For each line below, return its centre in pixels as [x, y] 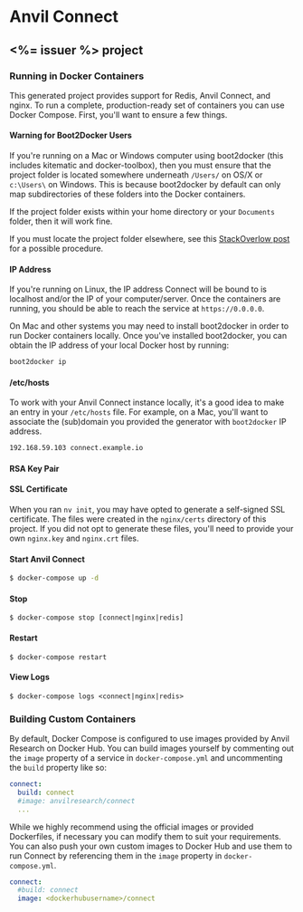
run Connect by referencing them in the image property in [116, 855]
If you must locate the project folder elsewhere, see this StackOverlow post [150, 239]
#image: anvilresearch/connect [76, 801]
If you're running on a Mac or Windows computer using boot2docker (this [147, 156]
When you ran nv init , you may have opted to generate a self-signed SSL [147, 510]
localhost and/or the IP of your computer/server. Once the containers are [145, 299]
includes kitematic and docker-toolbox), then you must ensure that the [140, 166]
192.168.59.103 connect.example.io [76, 448]
